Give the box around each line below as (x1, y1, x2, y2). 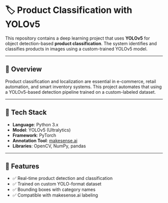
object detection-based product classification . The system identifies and (5, 40, 157, 46)
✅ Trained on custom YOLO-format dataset (12, 181, 101, 187)
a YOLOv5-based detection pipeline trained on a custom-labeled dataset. (5, 89, 156, 95)
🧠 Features (5, 162, 39, 170)
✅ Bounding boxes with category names (12, 186, 96, 192)
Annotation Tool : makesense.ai (12, 137, 77, 143)
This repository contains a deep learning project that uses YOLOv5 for (5, 35, 150, 41)
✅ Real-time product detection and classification (12, 175, 113, 181)
